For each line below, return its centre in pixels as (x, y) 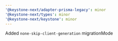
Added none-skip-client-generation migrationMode (59, 33)
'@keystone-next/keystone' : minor (41, 19)
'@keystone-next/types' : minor (38, 14)
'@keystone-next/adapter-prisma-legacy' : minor (56, 10)
